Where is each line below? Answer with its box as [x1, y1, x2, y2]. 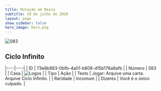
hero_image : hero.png [5, 25, 49, 30]
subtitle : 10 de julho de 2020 [5, 12, 68, 16]
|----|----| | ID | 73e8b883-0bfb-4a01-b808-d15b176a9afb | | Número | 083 [5, 65, 157, 71]
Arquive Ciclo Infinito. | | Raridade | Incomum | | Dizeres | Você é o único [5, 76, 150, 81]
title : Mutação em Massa [5, 7, 55, 12]
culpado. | [5, 80, 25, 86]
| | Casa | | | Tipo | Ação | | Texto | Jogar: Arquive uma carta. [5, 70, 145, 76]
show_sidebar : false [5, 20, 47, 26]
